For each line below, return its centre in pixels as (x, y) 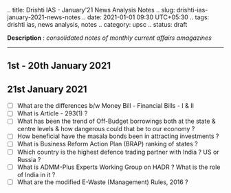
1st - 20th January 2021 (59, 66)
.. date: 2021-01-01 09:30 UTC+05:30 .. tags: (146, 17)
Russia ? (29, 159)
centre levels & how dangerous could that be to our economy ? (106, 129)
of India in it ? (36, 174)
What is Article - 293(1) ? (52, 113)
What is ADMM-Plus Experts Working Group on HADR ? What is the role (119, 167)
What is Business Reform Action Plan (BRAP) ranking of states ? (107, 144)
